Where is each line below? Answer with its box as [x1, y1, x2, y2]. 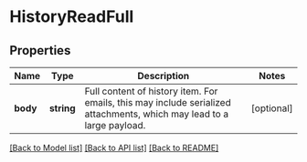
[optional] [250, 102, 293, 115]
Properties [9, 43, 71, 58]
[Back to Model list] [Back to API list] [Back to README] [9, 143, 219, 153]
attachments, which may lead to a [84, 107, 229, 120]
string [48, 102, 76, 115]
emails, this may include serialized [84, 96, 231, 108]
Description [137, 70, 190, 82]
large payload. [84, 119, 146, 131]
